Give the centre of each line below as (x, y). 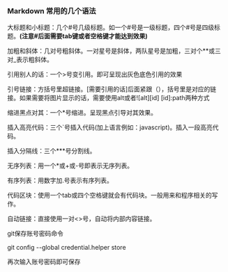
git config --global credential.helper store (67, 248)
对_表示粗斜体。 (30, 60)
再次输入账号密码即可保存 (44, 262)
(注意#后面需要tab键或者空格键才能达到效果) (84, 36)
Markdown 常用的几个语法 (52, 10)
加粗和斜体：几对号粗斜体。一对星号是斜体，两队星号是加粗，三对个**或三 (114, 51)
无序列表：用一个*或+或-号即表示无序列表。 (70, 166)
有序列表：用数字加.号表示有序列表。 (60, 181)
